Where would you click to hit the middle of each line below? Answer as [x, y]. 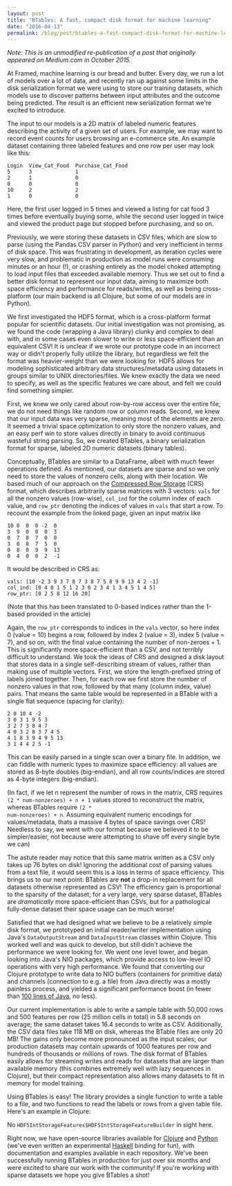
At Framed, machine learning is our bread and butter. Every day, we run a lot [116, 73]
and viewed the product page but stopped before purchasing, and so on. [110, 224]
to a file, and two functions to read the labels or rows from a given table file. [115, 1104]
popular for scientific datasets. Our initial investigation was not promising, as [116, 324]
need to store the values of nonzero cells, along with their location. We [108, 476]
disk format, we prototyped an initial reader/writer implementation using [109, 930]
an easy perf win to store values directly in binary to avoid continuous [106, 433]
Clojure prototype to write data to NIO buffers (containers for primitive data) [115, 974]
